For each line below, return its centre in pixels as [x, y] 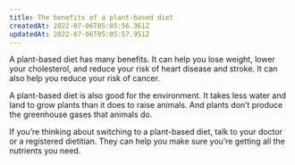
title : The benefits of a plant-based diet [92, 17]
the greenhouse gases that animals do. [81, 115]
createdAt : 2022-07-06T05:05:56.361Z [80, 26]
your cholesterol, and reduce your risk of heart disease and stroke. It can [143, 69]
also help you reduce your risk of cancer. [85, 78]
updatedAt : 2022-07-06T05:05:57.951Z [80, 34]
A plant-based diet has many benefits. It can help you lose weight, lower [142, 60]
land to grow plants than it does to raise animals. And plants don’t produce [146, 105]
